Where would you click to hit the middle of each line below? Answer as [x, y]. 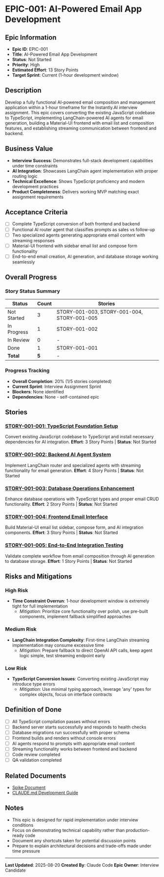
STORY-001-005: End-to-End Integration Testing [64, 545]
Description [23, 91]
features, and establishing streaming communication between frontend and [81, 128]
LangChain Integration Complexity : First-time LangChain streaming [81, 640]
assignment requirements [38, 197]
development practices [35, 186]
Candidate [15, 870]
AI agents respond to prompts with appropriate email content [73, 743]
